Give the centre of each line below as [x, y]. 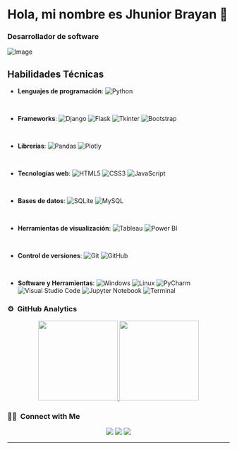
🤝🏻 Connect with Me [44, 416]
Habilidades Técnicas [56, 74]
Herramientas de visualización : [64, 229]
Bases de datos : [41, 201]
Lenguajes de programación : [60, 91]
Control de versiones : [50, 256]
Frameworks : [37, 119]
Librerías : [32, 146]
